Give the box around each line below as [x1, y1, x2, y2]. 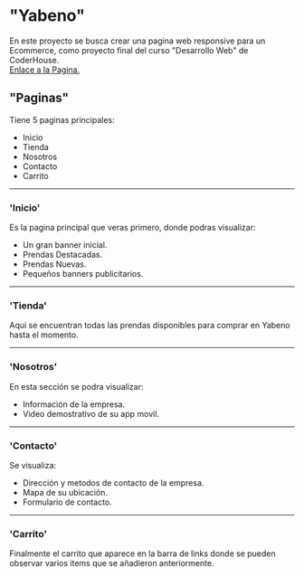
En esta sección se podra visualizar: [9, 381, 144, 392]
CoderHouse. [9, 54, 60, 65]
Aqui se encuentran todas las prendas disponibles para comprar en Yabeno [9, 320, 291, 331]
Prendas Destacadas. [22, 250, 102, 260]
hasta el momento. [9, 329, 79, 340]
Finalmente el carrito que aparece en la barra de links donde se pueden [9, 548, 276, 559]
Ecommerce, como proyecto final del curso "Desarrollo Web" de [9, 44, 249, 55]
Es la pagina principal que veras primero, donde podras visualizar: [9, 222, 256, 233]
